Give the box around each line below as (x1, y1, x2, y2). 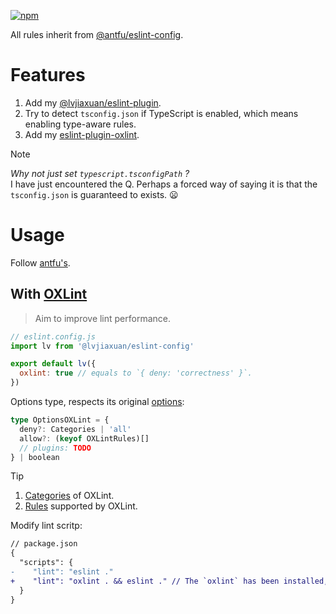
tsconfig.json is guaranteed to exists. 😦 (10, 188, 179, 200)
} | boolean (10, 452, 60, 462)
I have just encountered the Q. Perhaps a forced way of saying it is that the (10, 178, 318, 190)
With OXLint (10, 286, 88, 303)
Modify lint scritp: (10, 520, 83, 532)
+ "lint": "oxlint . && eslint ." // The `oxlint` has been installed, (10, 576, 329, 586)
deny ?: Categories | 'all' (19, 424, 132, 434)
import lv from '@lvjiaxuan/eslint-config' (10, 341, 195, 351)
